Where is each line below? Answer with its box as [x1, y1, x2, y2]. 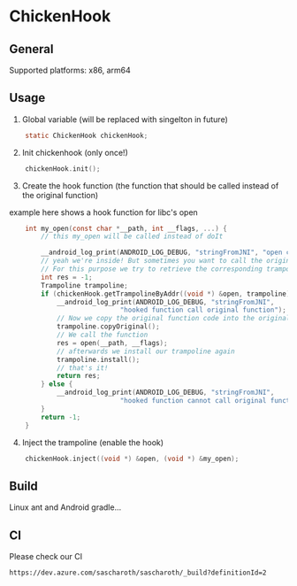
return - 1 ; [41, 413, 81, 421]
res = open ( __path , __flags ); [56, 338, 168, 347]
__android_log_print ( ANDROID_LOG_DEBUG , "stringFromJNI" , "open [41, 248, 283, 258]
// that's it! [56, 363, 109, 373]
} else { [41, 380, 73, 389]
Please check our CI [9, 551, 82, 562]
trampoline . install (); [56, 355, 141, 364]
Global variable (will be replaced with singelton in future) [21, 113, 228, 125]
